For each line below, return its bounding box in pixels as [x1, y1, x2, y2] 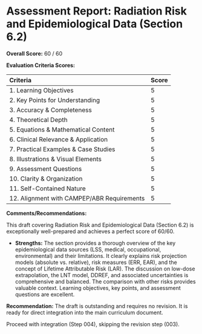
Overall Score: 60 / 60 [6, 50, 63, 57]
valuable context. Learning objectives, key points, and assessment [15, 284, 181, 291]
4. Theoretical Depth [9, 115, 68, 124]
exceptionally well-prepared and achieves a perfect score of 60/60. [6, 228, 175, 235]
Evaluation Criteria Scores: [6, 62, 76, 69]
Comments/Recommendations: [6, 210, 87, 217]
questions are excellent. [15, 291, 75, 298]
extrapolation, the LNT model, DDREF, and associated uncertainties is [15, 271, 189, 278]
